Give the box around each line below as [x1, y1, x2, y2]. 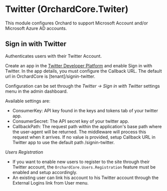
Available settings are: [5, 98, 51, 104]
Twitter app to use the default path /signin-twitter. [12, 139, 115, 145]
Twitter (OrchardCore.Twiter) [5, 3, 129, 15]
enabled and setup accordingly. [12, 169, 78, 175]
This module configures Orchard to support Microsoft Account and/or [5, 20, 149, 26]
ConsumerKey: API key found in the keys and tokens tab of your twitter [12, 107, 159, 113]
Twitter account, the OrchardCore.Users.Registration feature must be [12, 164, 156, 170]
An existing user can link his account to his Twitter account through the [12, 175, 159, 181]
